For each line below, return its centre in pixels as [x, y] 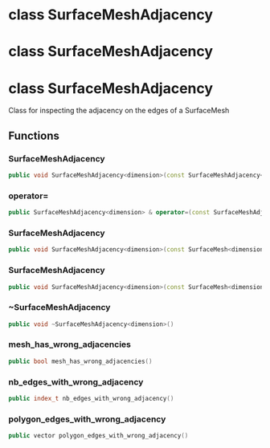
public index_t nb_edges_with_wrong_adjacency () [91, 399]
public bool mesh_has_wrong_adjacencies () [80, 361]
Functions [34, 135]
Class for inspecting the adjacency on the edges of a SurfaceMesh [119, 111]
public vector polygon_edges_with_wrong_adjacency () [98, 436]
